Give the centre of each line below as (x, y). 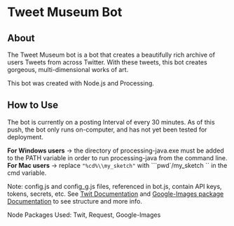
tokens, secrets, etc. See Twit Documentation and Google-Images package (116, 194)
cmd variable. (27, 173)
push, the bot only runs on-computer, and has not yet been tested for (107, 129)
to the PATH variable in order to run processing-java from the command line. (117, 157)
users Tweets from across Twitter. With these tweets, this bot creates (108, 62)
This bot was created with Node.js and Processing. (81, 83)
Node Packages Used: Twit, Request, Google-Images (84, 215)
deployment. (25, 136)
